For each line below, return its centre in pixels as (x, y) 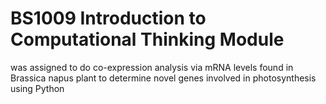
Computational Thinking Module (147, 39)
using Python (37, 88)
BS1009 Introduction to (108, 18)
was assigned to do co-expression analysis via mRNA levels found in (152, 67)
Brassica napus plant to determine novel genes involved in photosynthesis (163, 78)
